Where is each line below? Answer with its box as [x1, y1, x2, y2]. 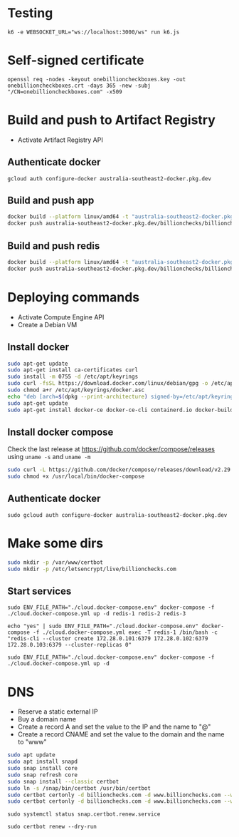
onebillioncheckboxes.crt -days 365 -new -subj [7, 82, 152, 89]
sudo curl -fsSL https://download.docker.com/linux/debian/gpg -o [7, 380, 208, 387]
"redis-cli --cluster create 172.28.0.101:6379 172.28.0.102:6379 [7, 635, 208, 642]
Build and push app [7, 195, 95, 207]
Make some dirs [7, 535, 104, 552]
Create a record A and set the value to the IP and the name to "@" [17, 722, 211, 731]
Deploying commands [7, 289, 140, 305]
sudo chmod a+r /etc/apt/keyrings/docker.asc [7, 386, 144, 394]
